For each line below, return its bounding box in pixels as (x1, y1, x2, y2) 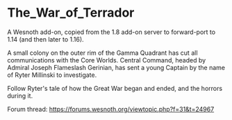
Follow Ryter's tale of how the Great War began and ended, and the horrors (7, 84, 223, 92)
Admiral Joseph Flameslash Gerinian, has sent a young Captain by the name (7, 63, 226, 71)
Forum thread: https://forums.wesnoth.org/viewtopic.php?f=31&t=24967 (7, 105, 215, 113)
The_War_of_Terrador (7, 5, 135, 21)
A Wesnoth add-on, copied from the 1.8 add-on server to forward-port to (7, 28, 216, 36)
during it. (7, 92, 33, 100)
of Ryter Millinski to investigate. (7, 71, 97, 79)
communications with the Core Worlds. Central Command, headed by (7, 55, 206, 64)
